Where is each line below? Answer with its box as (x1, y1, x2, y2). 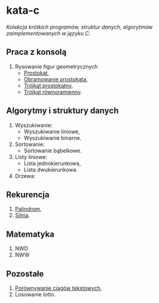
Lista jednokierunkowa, (23, 160, 81, 167)
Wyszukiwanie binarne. (23, 134, 82, 141)
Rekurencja (6, 189, 50, 200)
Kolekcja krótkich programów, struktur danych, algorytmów (6, 23, 153, 30)
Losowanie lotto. (14, 291, 56, 298)
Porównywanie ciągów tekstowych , (14, 284, 102, 292)
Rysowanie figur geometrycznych (14, 63, 98, 70)
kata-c (6, 4, 40, 17)
